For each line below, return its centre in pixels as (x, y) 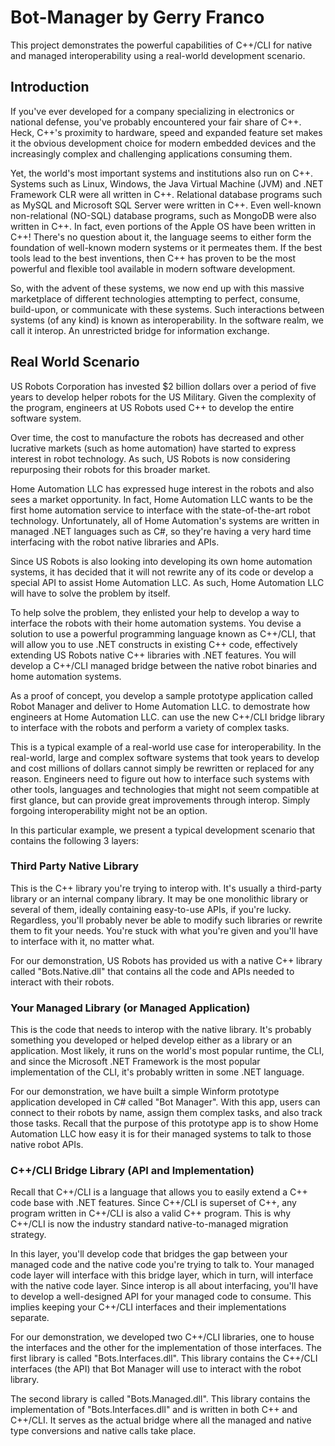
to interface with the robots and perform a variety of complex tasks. (150, 727)
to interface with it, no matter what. (82, 941)
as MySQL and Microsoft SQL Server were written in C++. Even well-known (166, 205)
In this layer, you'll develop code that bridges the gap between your (149, 1254)
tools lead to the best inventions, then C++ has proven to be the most (153, 258)
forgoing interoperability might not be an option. (109, 810)
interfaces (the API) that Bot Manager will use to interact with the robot (156, 1369)
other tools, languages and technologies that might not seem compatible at (165, 789)
